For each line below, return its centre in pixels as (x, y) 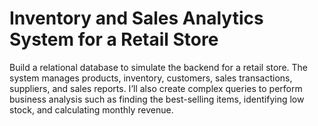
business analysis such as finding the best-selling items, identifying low (157, 99)
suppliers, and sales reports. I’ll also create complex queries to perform (156, 88)
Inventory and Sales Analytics (136, 18)
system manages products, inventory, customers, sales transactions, (151, 78)
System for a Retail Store (114, 39)
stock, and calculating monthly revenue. (91, 109)
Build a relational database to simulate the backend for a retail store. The (159, 67)
